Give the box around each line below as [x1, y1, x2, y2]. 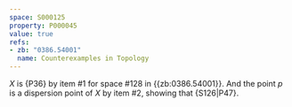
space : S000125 [9, 12, 66, 22]
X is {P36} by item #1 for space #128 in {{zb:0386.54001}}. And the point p [9, 79, 283, 88]
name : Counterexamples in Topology [17, 54, 150, 63]
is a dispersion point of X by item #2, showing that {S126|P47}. [9, 88, 239, 98]
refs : [9, 37, 29, 47]
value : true [9, 29, 53, 38]
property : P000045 [9, 21, 77, 30]
